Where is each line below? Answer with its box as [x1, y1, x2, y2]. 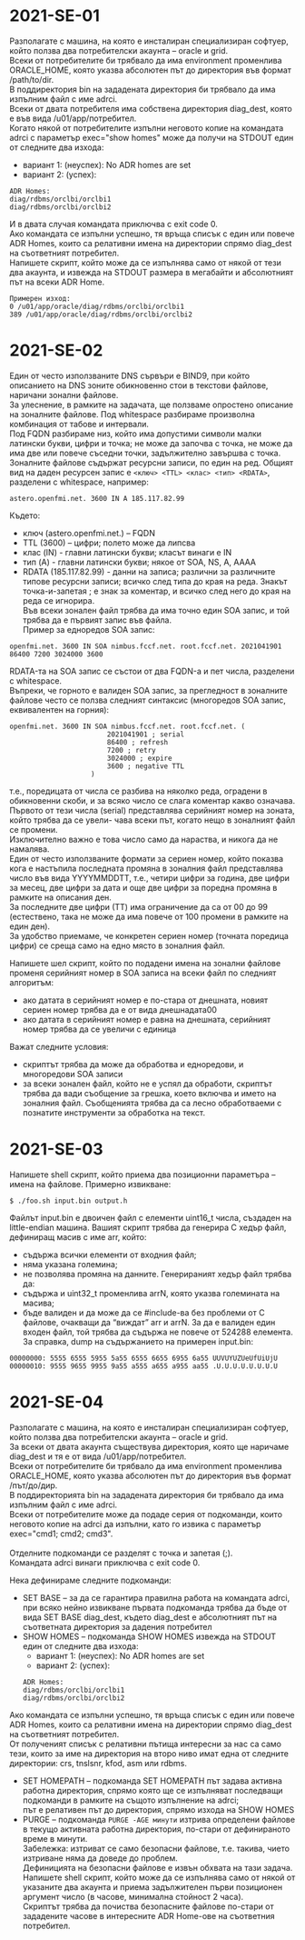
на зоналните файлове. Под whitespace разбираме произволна [9, 408, 256, 419]
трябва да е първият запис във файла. [22, 615, 172, 625]
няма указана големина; [22, 1258, 118, 1269]
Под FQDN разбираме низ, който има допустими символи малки [9, 428, 261, 439]
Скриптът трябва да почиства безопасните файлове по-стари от [22, 1901, 274, 1912]
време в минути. [22, 1833, 88, 1844]
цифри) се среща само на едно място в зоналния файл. [9, 940, 225, 951]
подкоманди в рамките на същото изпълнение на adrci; [22, 1795, 240, 1805]
